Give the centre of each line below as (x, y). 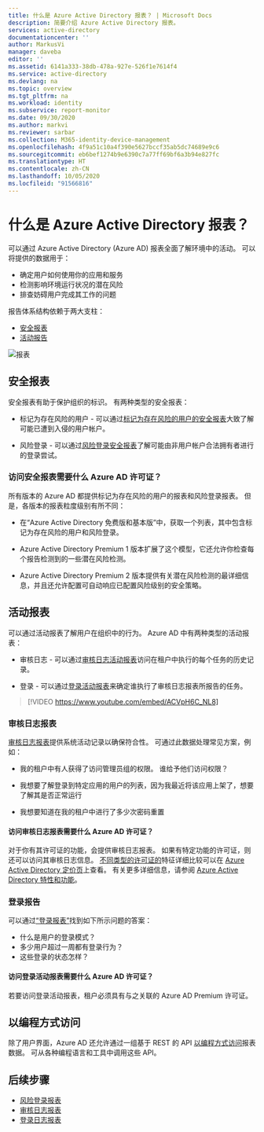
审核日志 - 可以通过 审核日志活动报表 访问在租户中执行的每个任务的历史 (133, 659)
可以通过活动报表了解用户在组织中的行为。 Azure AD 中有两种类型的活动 (125, 633)
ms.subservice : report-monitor (59, 111)
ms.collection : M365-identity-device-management (89, 140)
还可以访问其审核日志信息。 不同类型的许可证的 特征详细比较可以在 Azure (126, 860)
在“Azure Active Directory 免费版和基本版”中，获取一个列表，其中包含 (132, 522)
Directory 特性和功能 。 (45, 880)
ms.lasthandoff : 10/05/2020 (54, 176)
